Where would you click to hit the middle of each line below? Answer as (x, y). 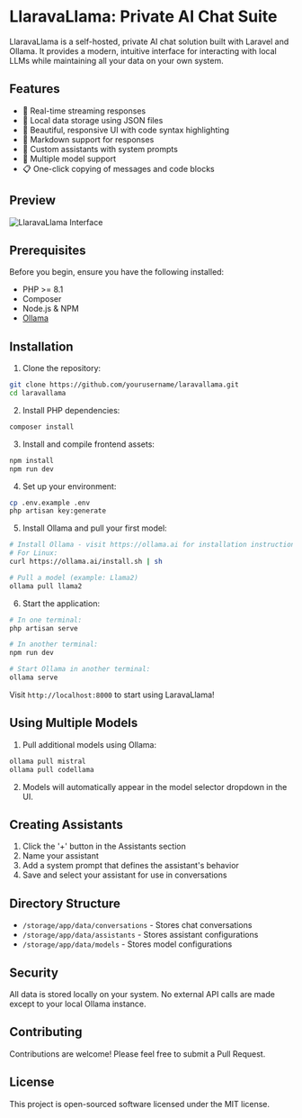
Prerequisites (48, 250)
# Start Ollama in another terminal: (80, 669)
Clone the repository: (62, 368)
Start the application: (61, 603)
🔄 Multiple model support (69, 159)
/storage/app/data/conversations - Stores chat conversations (137, 925)
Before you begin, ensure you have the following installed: (117, 272)
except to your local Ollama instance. (78, 1004)
